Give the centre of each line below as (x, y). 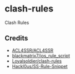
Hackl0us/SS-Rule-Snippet (40, 66)
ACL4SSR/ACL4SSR (32, 50)
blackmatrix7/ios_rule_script (41, 55)
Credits (16, 38)
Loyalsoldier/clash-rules (37, 61)
